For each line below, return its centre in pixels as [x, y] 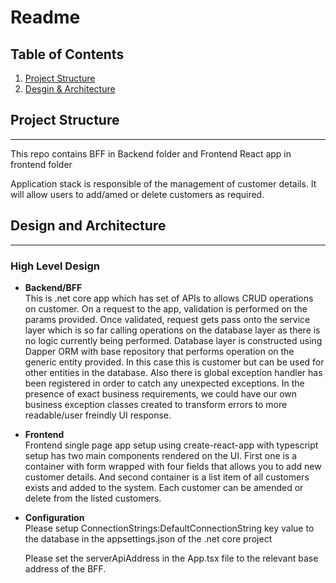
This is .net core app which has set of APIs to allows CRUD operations [169, 298]
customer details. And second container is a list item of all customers [167, 477]
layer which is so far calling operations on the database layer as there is [172, 330]
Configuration [54, 517]
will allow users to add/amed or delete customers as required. [137, 194]
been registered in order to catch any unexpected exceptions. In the [164, 383]
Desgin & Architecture [70, 89]
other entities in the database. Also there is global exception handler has [173, 372]
